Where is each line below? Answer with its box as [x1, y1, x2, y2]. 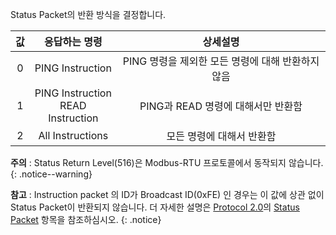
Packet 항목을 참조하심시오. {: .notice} [10, 214, 162, 225]
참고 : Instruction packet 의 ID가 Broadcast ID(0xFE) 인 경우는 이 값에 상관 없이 [10, 189, 325, 200]
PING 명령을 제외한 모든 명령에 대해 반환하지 [122, 54, 320, 68]
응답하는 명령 [44, 35, 103, 48]
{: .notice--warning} [10, 168, 93, 180]
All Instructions [38, 129, 109, 142]
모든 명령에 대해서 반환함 [166, 129, 277, 143]
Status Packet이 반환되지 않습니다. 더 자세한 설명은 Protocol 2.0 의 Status [10, 201, 300, 213]
